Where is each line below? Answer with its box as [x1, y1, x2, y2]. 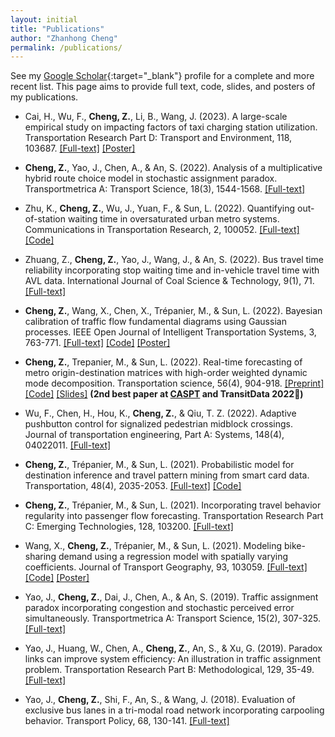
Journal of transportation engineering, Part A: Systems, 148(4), [24, 429, 285, 441]
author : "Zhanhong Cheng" [10, 33, 118, 43]
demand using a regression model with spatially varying [58, 551, 289, 563]
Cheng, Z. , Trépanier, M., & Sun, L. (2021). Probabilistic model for [24, 459, 295, 471]
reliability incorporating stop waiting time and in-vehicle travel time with [24, 264, 320, 276]
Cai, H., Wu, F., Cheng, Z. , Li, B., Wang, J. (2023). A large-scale [24, 111, 288, 123]
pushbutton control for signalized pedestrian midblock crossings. [24, 418, 294, 430]
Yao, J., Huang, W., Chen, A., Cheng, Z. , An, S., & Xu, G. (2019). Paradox [24, 642, 323, 655]
